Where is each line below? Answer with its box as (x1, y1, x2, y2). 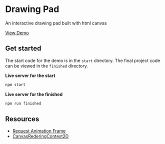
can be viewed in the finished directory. (5, 62, 88, 68)
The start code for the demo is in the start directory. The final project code (5, 57, 160, 63)
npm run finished (5, 101, 41, 106)
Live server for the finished (5, 91, 63, 97)
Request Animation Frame (12, 128, 66, 134)
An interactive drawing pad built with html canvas (5, 20, 107, 26)
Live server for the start (5, 72, 55, 78)
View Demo (5, 29, 29, 35)
